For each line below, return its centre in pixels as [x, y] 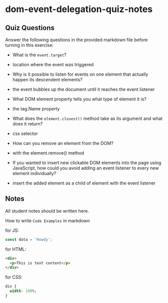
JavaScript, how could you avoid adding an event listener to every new [86, 168]
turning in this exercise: [29, 45]
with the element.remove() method [48, 153]
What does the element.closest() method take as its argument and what [88, 118]
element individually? [34, 173]
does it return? [28, 124]
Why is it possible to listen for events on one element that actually [80, 74]
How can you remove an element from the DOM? [63, 143]
